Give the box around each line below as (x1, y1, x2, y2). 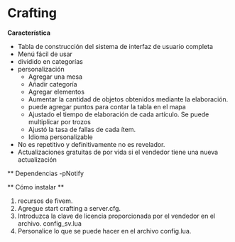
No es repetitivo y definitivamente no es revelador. (17, 140, 165, 148)
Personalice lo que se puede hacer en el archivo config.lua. (17, 226, 192, 235)
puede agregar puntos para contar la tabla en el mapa (28, 102, 186, 111)
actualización (17, 155, 57, 164)
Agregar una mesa (28, 72, 83, 81)
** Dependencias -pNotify (7, 169, 84, 177)
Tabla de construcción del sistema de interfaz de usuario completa (17, 42, 213, 50)
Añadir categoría (28, 79, 77, 88)
